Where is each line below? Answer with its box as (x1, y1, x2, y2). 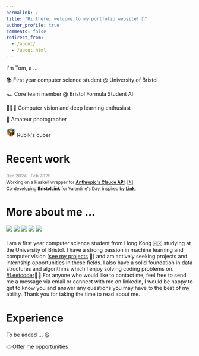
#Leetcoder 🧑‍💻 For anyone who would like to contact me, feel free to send (6, 271, 187, 279)
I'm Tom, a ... (6, 64, 38, 71)
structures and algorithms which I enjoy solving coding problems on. (6, 265, 174, 272)
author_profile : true (6, 22, 60, 28)
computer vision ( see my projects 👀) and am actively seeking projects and (6, 252, 188, 260)
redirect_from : (6, 35, 44, 41)
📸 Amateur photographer (6, 115, 67, 123)
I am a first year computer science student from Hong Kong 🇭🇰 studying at (6, 239, 191, 246)
